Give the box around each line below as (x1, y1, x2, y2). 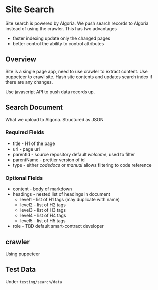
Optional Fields (5, 174, 43, 181)
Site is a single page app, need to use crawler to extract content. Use (5, 68, 148, 74)
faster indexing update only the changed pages (12, 35, 110, 41)
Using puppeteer (5, 251, 40, 257)
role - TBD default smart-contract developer (12, 223, 104, 229)
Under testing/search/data (5, 278, 62, 284)
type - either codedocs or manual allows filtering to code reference (12, 162, 152, 168)
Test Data (5, 265, 36, 274)
